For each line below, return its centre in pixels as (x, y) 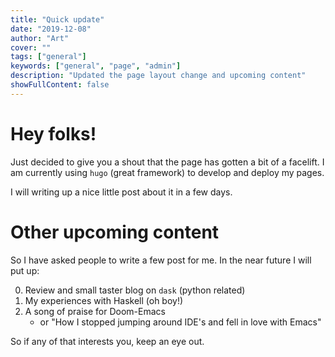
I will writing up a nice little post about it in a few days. (121, 192)
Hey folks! (53, 133)
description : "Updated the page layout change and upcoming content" (158, 76)
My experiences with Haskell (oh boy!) (104, 300)
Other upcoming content (115, 232)
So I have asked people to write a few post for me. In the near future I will (161, 260)
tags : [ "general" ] (48, 57)
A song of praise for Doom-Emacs (95, 311)
